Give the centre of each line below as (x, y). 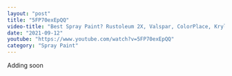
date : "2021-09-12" (35, 33)
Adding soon (25, 65)
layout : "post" (29, 13)
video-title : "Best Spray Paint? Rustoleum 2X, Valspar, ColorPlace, (109, 26)
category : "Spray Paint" (43, 46)
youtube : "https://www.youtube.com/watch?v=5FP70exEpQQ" (91, 39)
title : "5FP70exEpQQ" (38, 20)
